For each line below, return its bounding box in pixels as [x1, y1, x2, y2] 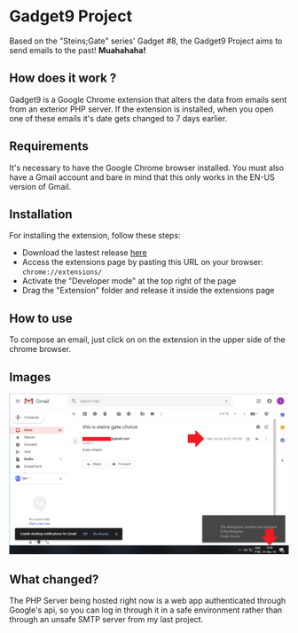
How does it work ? [9, 71, 117, 86]
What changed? [9, 572, 99, 587]
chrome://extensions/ [21, 268, 102, 277]
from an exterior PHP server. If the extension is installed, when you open [9, 104, 274, 114]
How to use [9, 310, 73, 325]
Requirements [9, 139, 89, 154]
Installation [9, 207, 73, 222]
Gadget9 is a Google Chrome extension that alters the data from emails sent [9, 94, 287, 105]
